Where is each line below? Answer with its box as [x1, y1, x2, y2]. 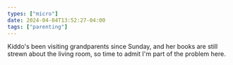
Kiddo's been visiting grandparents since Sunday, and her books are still [7, 43, 218, 51]
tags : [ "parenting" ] [7, 23, 68, 30]
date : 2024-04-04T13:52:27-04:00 [7, 17, 106, 24]
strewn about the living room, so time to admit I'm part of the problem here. [7, 50, 226, 58]
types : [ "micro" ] [7, 10, 59, 17]
